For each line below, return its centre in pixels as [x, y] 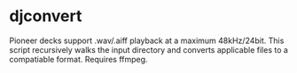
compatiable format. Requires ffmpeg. [78, 59]
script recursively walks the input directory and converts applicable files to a [148, 49]
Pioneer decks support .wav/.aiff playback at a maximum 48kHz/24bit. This [147, 40]
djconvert [46, 16]
